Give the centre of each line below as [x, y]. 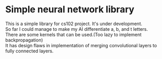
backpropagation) [24, 40]
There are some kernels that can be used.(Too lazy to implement [74, 34]
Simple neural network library [70, 9]
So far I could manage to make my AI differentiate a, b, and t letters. [77, 29]
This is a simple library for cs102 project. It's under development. [74, 24]
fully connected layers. [29, 51]
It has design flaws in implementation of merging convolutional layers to [81, 45]
